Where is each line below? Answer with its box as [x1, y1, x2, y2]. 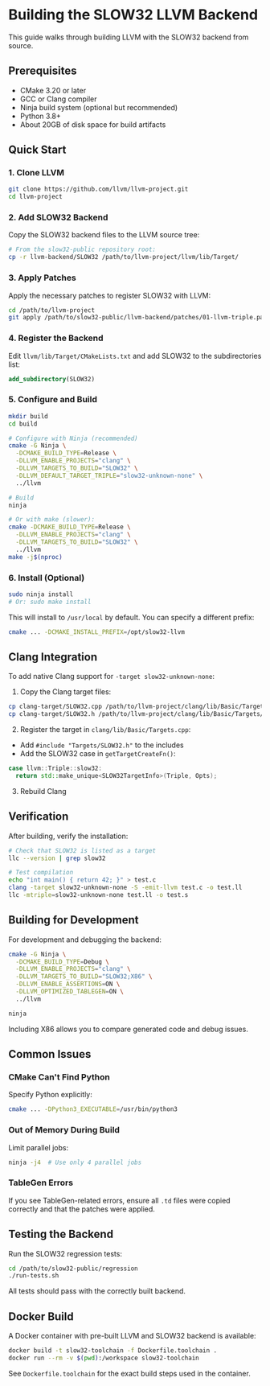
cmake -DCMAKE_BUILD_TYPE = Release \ [8, 523, 131, 532]
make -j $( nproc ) [8, 553, 63, 561]
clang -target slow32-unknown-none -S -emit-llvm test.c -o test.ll [8, 883, 243, 892]
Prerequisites [8, 64, 77, 78]
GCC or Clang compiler [19, 94, 97, 104]
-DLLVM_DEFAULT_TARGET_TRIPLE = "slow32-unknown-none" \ [15, 471, 203, 479]
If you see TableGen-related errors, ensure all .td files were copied [8, 1195, 231, 1205]
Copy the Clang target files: [19, 687, 112, 697]
